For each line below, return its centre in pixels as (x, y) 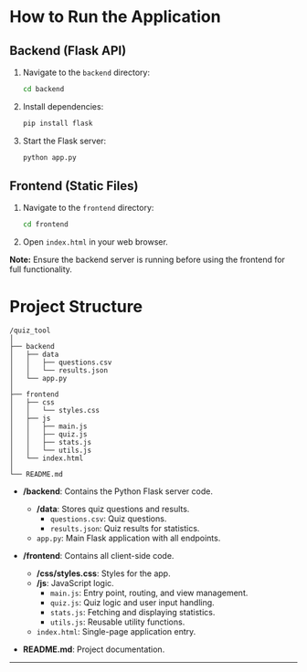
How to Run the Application (115, 17)
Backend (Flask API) (68, 51)
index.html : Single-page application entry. (116, 632)
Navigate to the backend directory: (86, 72)
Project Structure (76, 306)
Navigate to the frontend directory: (88, 208)
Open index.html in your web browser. (95, 242)
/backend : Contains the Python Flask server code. (117, 491)
